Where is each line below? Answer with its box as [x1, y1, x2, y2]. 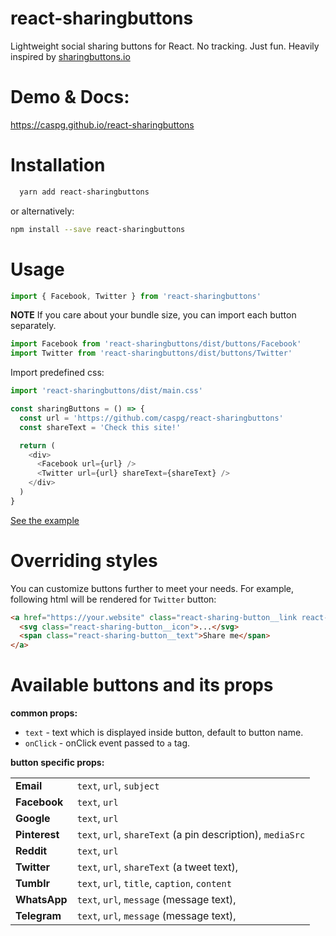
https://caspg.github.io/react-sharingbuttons [10, 118, 195, 131]
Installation [10, 154, 106, 177]
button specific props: [10, 757, 105, 769]
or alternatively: [10, 205, 75, 217]
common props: [10, 707, 78, 719]
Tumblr [15, 877, 50, 891]
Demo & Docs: [10, 86, 130, 109]
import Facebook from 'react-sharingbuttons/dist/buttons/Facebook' [10, 339, 302, 349]
